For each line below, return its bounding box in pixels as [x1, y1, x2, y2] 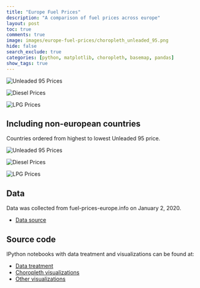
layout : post [6, 20, 40, 26]
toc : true [6, 26, 32, 32]
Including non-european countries [6, 118, 141, 129]
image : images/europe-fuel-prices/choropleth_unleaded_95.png [6, 37, 169, 44]
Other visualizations [15, 275, 66, 282]
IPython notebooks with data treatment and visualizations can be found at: [6, 250, 194, 257]
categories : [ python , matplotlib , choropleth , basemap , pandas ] [6, 55, 174, 61]
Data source [15, 216, 47, 224]
